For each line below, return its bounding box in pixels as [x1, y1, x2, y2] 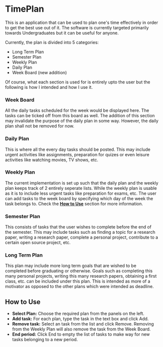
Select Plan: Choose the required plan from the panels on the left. [12, 311, 145, 317]
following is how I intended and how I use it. [5, 84, 93, 90]
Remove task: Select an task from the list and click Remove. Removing [12, 321, 154, 327]
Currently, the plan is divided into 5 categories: [5, 39, 99, 45]
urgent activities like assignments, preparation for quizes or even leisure [5, 151, 149, 157]
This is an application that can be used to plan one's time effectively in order [5, 20, 158, 25]
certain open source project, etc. [5, 240, 71, 245]
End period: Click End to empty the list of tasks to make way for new [12, 331, 150, 337]
